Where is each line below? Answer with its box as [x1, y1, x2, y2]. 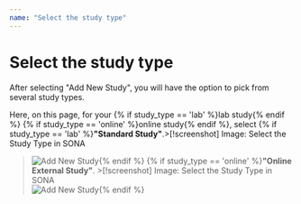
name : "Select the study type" [9, 13, 127, 23]
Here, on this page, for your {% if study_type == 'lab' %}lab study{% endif [9, 109, 286, 120]
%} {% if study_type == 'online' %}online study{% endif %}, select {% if [9, 118, 278, 129]
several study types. [9, 91, 86, 102]
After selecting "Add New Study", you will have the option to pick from [9, 82, 269, 93]
